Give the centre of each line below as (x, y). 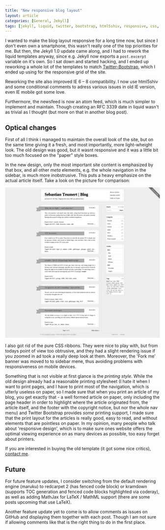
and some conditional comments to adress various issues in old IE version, (81, 87)
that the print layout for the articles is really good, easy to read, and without (81, 418)
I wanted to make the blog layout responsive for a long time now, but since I (82, 41)
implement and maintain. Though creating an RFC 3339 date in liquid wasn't (82, 107)
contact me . (17, 454)
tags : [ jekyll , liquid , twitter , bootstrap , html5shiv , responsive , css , (82, 26)
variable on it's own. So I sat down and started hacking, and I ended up (77, 62)
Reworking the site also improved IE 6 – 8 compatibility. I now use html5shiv (82, 82)
